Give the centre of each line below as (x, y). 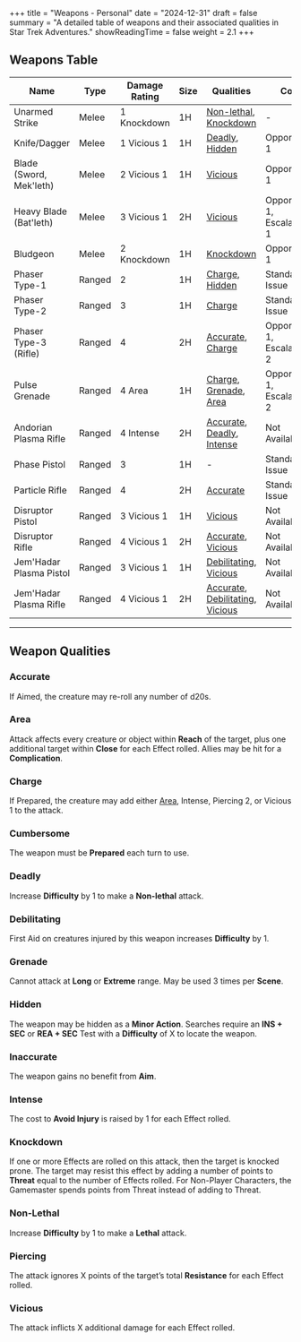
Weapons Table (54, 60)
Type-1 (30, 285)
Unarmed (34, 111)
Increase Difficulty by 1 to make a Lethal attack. (98, 1233)
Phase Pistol (39, 464)
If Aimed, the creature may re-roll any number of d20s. (111, 696)
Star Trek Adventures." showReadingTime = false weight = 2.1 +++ (132, 32)
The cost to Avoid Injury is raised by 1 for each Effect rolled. (120, 1119)
